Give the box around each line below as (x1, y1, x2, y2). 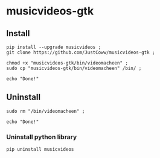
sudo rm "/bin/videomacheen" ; (6, 108, 85, 114)
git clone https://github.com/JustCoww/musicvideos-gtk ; (6, 49, 155, 55)
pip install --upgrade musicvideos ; (6, 44, 101, 50)
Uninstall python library (6, 133, 77, 141)
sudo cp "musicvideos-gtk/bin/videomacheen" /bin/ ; (6, 65, 142, 71)
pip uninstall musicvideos (6, 147, 74, 153)
